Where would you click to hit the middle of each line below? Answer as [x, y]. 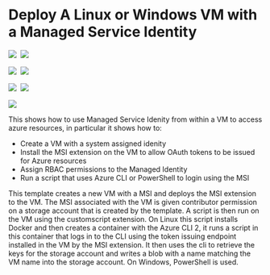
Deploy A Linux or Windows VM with [133, 15]
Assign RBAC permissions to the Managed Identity [104, 169]
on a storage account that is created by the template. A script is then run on [134, 210]
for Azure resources [53, 160]
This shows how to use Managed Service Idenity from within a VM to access [135, 119]
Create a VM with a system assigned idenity [93, 144]
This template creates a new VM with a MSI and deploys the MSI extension [132, 193]
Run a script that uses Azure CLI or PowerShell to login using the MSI [135, 177]
